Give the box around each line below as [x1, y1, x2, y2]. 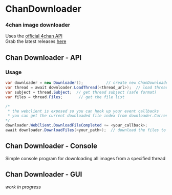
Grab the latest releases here [5, 38, 67, 45]
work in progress [5, 184, 41, 190]
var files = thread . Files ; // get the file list [5, 94, 125, 100]
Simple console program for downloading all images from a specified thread [5, 155, 166, 161]
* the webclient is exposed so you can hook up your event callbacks [7, 109, 159, 114]
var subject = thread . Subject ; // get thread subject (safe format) [5, 90, 157, 95]
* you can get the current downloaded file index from [7, 113, 127, 118]
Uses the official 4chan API [5, 33, 63, 39]
